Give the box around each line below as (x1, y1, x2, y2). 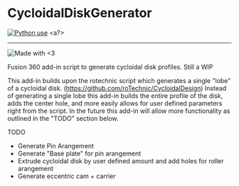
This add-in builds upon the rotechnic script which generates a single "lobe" (7, 76, 231, 84)
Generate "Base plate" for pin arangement (17, 149, 142, 158)
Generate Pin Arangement (17, 141, 95, 150)
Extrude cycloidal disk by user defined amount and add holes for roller (17, 156, 224, 165)
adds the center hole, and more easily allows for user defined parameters (7, 99, 223, 107)
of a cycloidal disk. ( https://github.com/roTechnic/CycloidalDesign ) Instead (7, 84, 227, 92)
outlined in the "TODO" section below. (7, 114, 119, 122)
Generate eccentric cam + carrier (17, 172, 116, 180)
